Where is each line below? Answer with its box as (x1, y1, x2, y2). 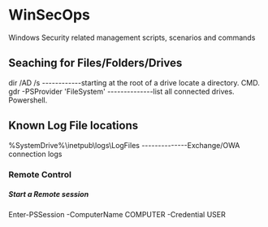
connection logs (8, 149, 63, 159)
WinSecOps (8, 6, 91, 24)
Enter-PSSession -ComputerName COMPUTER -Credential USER (8, 210, 226, 220)
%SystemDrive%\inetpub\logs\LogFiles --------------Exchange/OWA (8, 140, 240, 150)
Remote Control (8, 169, 71, 181)
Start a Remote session (8, 190, 89, 199)
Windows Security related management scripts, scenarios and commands (8, 33, 256, 42)
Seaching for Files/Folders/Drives (8, 56, 183, 70)
